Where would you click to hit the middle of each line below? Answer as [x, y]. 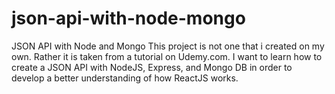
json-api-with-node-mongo [128, 18]
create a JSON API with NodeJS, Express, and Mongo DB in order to [152, 67]
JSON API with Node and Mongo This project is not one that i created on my [168, 46]
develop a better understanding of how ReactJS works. [125, 78]
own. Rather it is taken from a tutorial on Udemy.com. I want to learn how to [167, 56]
